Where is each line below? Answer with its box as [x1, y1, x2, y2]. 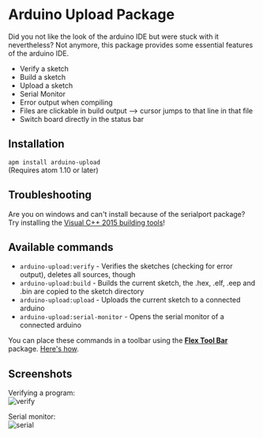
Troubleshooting [8, 188, 92, 202]
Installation [8, 137, 65, 151]
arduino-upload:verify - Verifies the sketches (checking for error [19, 261, 233, 271]
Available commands [8, 240, 114, 254]
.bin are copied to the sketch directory [19, 287, 145, 296]
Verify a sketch [19, 63, 70, 73]
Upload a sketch [19, 81, 73, 90]
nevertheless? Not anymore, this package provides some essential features [8, 40, 254, 49]
